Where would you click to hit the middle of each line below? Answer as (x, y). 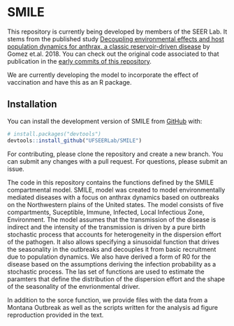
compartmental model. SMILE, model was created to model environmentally (116, 190)
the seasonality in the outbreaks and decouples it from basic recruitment (112, 249)
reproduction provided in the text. (56, 315)
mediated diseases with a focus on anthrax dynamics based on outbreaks (114, 197)
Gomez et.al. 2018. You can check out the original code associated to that (113, 54)
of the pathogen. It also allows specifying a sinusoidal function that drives (114, 241)
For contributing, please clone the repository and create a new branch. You (115, 154)
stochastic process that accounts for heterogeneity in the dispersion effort (114, 234)
